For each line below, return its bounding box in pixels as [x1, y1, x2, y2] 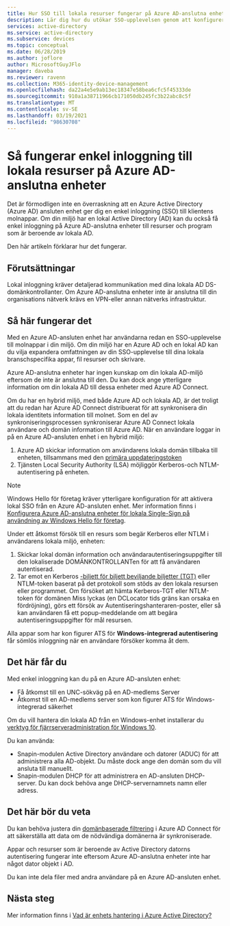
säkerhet [47, 702, 73, 710]
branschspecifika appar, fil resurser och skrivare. [7, 355, 146, 364]
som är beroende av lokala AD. [7, 229, 94, 238]
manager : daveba [7, 67, 53, 74]
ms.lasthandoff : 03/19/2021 [7, 112, 88, 119]
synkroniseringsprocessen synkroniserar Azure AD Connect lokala [7, 418, 195, 426]
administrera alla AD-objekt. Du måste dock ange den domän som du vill [16, 756, 222, 765]
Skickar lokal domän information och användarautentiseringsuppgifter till [16, 551, 222, 559]
